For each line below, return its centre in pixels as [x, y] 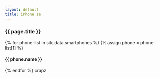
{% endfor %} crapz [26, 70]
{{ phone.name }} [24, 59]
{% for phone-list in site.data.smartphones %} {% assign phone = [72, 42]
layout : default [22, 10]
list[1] [11, 48]
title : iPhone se [23, 14]
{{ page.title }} [23, 32]
